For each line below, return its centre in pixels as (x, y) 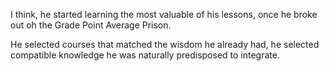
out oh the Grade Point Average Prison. (91, 25)
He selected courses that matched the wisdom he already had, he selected (165, 44)
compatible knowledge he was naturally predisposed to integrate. (145, 55)
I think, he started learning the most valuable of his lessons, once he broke (164, 14)
